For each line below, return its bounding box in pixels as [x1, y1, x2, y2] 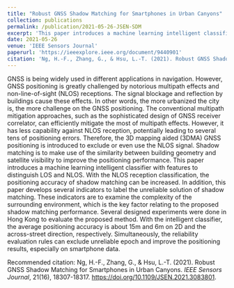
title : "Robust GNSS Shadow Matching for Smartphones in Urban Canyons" [7, 10, 223, 17]
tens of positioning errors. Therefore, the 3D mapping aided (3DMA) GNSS [7, 134, 221, 142]
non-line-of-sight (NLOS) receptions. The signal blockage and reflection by [7, 89, 223, 97]
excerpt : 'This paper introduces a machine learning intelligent [7, 29, 201, 37]
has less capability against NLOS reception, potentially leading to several [7, 126, 216, 134]
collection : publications [7, 17, 82, 24]
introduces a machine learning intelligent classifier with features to [7, 163, 198, 171]
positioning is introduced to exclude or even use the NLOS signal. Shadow [7, 141, 219, 150]
